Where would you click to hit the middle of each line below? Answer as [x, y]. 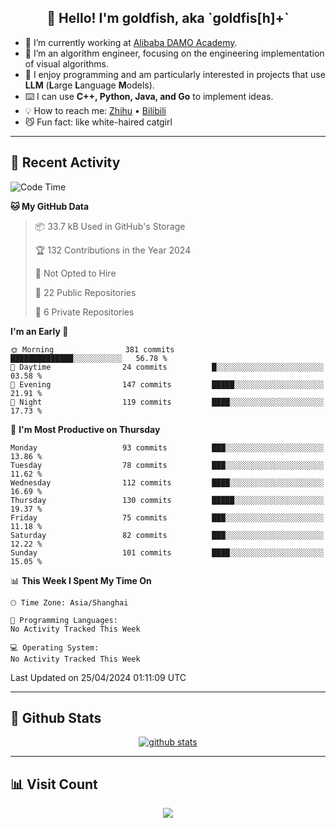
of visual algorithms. [67, 63]
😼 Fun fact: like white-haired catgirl [98, 122]
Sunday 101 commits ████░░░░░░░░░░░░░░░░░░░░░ [167, 552]
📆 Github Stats [56, 718]
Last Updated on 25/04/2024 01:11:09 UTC [98, 677]
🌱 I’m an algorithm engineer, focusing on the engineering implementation [174, 53]
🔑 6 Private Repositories [84, 312]
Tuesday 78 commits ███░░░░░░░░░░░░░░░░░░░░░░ [167, 465]
